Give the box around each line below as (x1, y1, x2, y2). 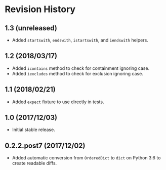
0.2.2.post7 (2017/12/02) (5, 141, 86, 150)
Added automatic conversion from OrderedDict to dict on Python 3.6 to (12, 155, 161, 161)
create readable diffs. (12, 160, 57, 166)
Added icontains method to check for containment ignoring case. (12, 65, 150, 71)
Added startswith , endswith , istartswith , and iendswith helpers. (12, 37, 149, 43)
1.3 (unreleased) (5, 24, 58, 32)
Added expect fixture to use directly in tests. (12, 99, 104, 105)
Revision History (5, 4, 76, 15)
